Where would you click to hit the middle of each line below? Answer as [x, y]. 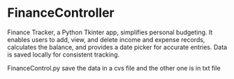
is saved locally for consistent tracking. [64, 55]
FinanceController [61, 13]
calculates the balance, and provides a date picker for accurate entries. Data [117, 47]
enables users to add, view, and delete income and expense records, [106, 39]
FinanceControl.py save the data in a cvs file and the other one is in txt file [114, 68]
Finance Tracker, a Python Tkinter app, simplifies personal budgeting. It [110, 32]
